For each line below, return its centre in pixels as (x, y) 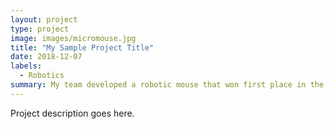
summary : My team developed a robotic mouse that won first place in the (167, 85)
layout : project (44, 19)
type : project (40, 29)
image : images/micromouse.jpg (73, 38)
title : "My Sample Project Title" (82, 47)
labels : (26, 66)
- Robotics (42, 76)
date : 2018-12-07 (46, 57)
